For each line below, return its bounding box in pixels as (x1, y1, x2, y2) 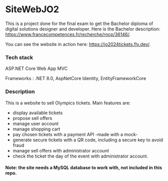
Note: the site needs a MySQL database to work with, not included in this (5, 165, 162, 171)
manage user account (12, 120, 59, 126)
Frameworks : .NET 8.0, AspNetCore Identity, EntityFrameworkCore (5, 75, 147, 82)
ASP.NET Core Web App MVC (5, 65, 68, 72)
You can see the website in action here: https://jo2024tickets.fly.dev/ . (5, 41, 151, 47)
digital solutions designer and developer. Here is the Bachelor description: (5, 25, 160, 32)
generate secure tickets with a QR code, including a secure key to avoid (12, 137, 163, 143)
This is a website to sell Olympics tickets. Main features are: (5, 99, 131, 106)
